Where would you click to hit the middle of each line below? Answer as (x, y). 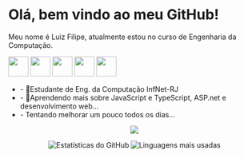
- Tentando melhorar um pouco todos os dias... (98, 114)
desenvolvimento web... (59, 106)
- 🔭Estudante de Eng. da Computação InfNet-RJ (99, 89)
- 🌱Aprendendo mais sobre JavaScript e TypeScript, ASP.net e (123, 97)
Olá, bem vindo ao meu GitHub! (114, 15)
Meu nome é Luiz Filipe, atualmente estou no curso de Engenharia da (122, 37)
